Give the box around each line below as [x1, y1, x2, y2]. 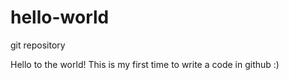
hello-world [10, 6, 110, 29]
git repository [10, 39, 66, 51]
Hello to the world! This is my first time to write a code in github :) [10, 58, 280, 70]
